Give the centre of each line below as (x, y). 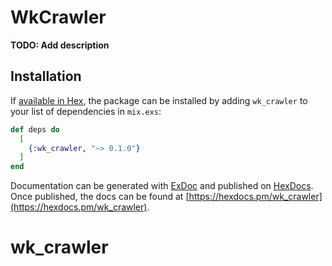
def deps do (35, 129)
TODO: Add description (60, 45)
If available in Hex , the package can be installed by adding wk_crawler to (159, 100)
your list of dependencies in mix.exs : (86, 111)
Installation (46, 76)
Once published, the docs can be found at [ (100, 197)
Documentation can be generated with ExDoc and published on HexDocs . (162, 186)
